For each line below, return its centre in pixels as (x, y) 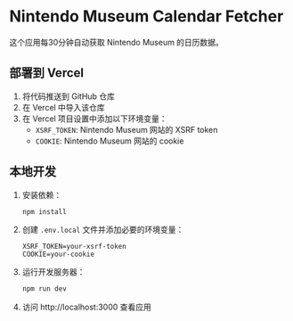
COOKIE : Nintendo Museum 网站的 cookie (110, 141)
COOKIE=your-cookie (58, 255)
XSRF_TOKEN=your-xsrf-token (74, 247)
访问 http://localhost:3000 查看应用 (86, 307)
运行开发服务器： (53, 272)
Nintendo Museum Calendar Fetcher (146, 16)
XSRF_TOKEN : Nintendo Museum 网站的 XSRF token (126, 129)
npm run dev (44, 289)
